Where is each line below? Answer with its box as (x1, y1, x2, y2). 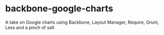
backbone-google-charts (5, 3, 113, 14)
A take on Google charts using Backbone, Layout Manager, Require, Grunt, (5, 19, 159, 25)
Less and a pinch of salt (5, 24, 55, 30)
